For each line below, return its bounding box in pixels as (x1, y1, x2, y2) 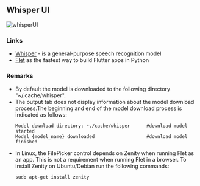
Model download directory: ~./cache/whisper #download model (15, 123, 188, 129)
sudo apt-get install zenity (15, 174, 90, 181)
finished (15, 139, 38, 145)
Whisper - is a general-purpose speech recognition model (15, 50, 162, 57)
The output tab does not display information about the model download (15, 98, 195, 106)
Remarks (6, 72, 34, 80)
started (15, 128, 35, 134)
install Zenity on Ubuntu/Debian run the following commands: (15, 162, 170, 170)
